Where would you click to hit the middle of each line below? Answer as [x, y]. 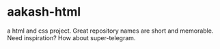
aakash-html [44, 12]
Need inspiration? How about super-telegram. [71, 37]
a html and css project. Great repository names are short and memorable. [110, 31]
